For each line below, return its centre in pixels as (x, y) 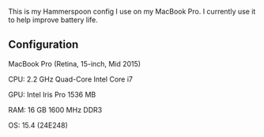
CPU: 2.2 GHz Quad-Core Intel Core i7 (70, 79)
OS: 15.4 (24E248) (38, 125)
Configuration (43, 45)
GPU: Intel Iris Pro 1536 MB (52, 94)
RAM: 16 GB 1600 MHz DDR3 (55, 109)
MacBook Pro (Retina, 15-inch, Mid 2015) (74, 63)
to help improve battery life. (53, 20)
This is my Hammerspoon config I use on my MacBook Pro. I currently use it (132, 11)
